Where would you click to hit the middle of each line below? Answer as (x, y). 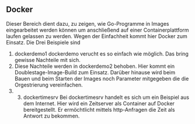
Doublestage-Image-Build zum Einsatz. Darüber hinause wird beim (95, 72)
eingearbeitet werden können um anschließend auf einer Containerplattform (97, 30)
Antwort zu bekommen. (51, 116)
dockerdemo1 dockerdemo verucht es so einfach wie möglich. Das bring (101, 54)
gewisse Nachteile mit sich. (47, 60)
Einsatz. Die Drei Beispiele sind (43, 42)
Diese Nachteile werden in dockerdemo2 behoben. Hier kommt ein (95, 66)
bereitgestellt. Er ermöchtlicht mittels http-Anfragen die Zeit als (99, 109)
